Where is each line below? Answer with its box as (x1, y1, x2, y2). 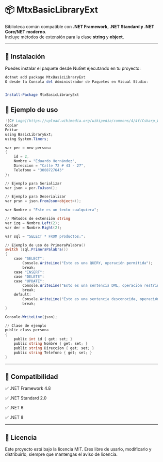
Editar (5, 127, 18, 132)
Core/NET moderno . (5, 29, 47, 34)
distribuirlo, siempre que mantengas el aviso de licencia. (5, 451, 118, 457)
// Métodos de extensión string (5, 216, 70, 221)
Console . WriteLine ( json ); (5, 314, 57, 319)
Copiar (5, 123, 18, 128)
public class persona (5, 328, 49, 333)
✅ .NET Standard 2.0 (5, 395, 47, 401)
